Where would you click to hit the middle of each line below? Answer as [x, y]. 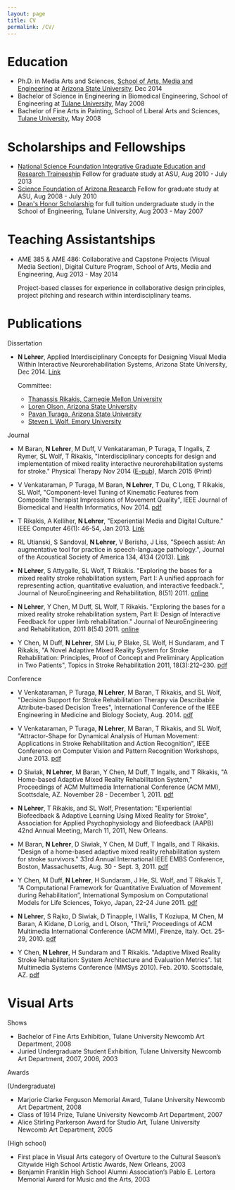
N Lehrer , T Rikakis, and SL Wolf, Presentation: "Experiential [104, 808]
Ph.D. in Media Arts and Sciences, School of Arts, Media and [105, 81]
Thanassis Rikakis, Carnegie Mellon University [95, 399]
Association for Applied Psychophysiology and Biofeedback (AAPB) [115, 823]
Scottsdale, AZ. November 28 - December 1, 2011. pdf [95, 795]
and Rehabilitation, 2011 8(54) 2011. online [78, 629]
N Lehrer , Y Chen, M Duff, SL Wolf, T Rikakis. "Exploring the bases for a [121, 607]
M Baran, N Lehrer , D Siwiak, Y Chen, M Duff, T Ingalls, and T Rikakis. [118, 844]
